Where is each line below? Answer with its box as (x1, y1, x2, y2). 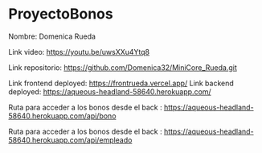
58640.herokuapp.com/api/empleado (8, 134, 133, 145)
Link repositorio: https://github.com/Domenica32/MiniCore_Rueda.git (8, 62, 237, 72)
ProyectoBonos (8, 5, 114, 23)
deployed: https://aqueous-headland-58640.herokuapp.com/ (8, 86, 211, 97)
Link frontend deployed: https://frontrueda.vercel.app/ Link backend (8, 78, 235, 88)
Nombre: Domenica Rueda (8, 31, 96, 41)
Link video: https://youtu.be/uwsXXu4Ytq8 (8, 47, 150, 56)
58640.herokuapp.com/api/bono (8, 110, 117, 121)
